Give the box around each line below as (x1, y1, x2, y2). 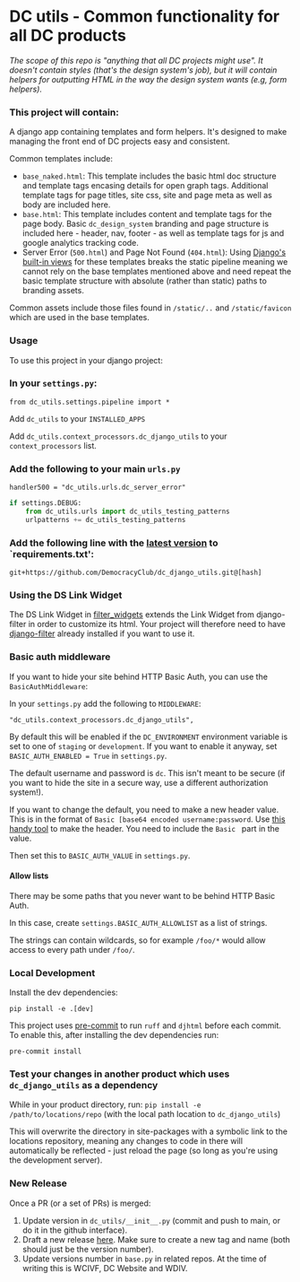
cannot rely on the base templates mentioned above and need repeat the (21, 266, 292, 277)
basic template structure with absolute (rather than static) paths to (21, 275, 267, 286)
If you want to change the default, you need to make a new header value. (9, 804, 279, 815)
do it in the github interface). (21, 1225, 128, 1235)
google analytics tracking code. (21, 238, 139, 249)
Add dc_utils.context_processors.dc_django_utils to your (9, 431, 227, 441)
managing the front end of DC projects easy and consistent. (9, 136, 230, 147)
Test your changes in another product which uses (9, 1068, 230, 1080)
